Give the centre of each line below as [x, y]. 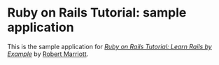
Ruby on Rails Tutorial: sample [97, 13]
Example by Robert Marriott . [48, 54]
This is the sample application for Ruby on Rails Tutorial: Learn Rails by [109, 46]
